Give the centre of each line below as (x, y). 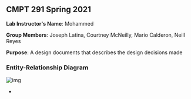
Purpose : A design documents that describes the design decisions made (95, 52)
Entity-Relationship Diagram (47, 68)
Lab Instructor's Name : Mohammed (50, 23)
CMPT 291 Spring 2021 (48, 10)
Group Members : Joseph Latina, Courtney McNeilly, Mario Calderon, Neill (95, 35)
